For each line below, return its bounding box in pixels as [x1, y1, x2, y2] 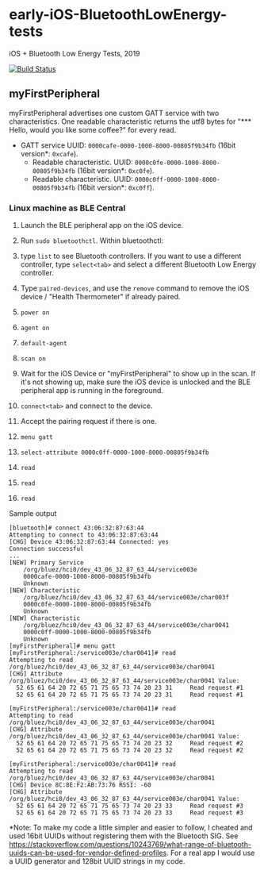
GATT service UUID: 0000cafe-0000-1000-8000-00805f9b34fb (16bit [20, 141, 236, 150]
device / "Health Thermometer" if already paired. [20, 292, 181, 302]
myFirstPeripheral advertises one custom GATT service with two [9, 108, 220, 117]
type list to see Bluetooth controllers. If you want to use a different [20, 252, 242, 261]
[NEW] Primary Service [9, 559, 84, 567]
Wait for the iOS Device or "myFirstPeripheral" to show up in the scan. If [20, 369, 256, 379]
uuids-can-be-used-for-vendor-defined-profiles [9, 848, 167, 858]
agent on [20, 324, 50, 333]
